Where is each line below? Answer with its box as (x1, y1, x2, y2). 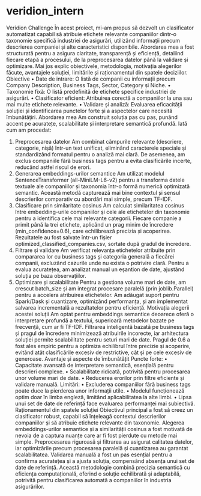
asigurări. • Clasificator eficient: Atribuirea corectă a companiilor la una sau (6, 94, 193, 102)
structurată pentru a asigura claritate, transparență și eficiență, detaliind (6, 49, 184, 57)
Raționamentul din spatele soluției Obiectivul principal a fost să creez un (14, 406, 193, 413)
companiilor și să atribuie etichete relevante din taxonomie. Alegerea (14, 419, 185, 426)
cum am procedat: (6, 126, 52, 133)
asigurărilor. (14, 483, 45, 490)
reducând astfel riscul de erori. (14, 164, 91, 171)
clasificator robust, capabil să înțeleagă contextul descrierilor (14, 412, 166, 420)
